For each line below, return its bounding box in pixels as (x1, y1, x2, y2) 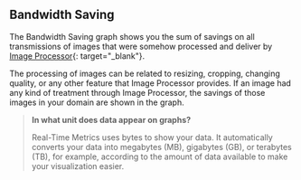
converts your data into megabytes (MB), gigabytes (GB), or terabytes (31, 141, 292, 152)
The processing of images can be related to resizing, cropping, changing (9, 68, 280, 79)
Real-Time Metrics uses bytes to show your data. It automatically (31, 131, 273, 143)
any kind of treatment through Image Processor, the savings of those (9, 87, 266, 98)
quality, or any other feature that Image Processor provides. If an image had (9, 77, 292, 89)
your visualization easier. (31, 160, 125, 171)
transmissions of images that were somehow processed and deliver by (9, 41, 273, 52)
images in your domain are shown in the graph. (9, 97, 184, 108)
